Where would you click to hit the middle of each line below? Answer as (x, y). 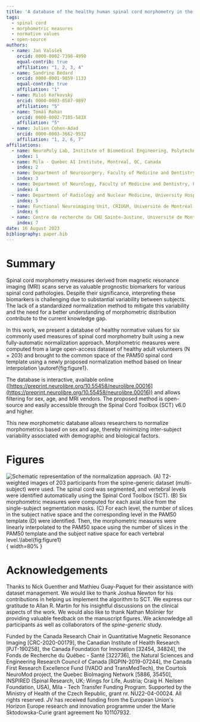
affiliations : (24, 145)
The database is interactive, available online (60, 380)
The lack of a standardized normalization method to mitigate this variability (98, 305)
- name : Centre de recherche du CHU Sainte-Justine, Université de (97, 218)
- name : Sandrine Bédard (42, 73)
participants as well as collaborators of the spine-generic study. (84, 625)
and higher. (20, 411)
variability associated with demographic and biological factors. (83, 435)
